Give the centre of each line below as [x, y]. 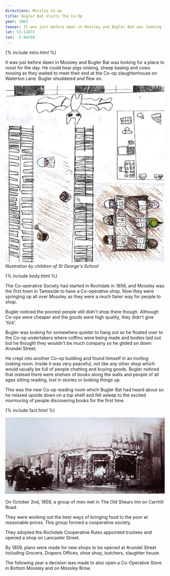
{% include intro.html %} [31, 52]
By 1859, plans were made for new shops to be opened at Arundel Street [81, 547]
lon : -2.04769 [20, 38]
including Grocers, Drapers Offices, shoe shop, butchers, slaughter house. [83, 553]
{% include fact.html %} [30, 410]
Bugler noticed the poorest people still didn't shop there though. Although [82, 312]
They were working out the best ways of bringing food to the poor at [77, 517]
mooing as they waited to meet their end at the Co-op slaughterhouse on [81, 73]
